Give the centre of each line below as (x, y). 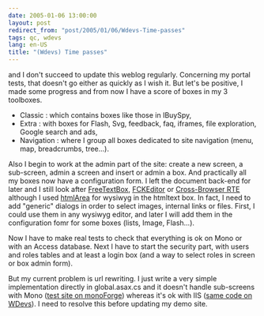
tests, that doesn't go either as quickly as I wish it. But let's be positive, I (126, 83)
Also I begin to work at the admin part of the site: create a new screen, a (126, 164)
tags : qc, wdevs (35, 38)
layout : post (30, 23)
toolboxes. (25, 100)
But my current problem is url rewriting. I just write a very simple (113, 278)
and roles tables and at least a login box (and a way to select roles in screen (132, 255)
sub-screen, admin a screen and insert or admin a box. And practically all (127, 172)
